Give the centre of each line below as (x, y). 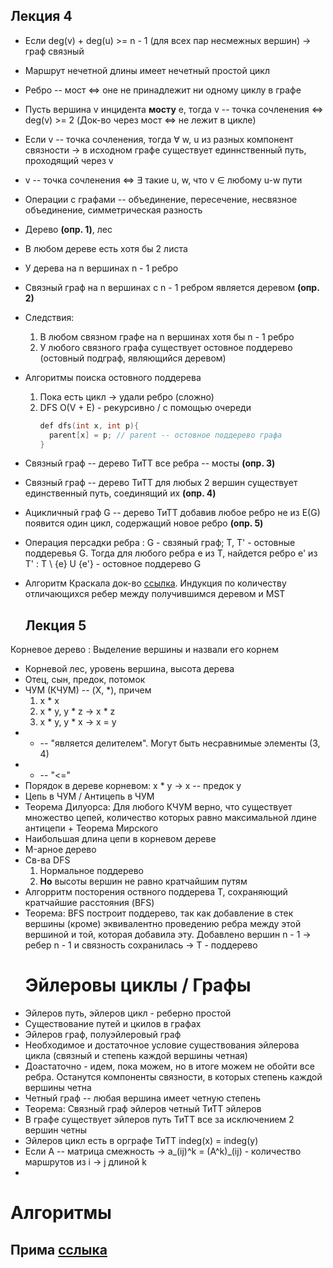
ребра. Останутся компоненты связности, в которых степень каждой (173, 1077)
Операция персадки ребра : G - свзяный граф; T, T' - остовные (160, 543)
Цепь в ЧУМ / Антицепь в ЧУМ (89, 796)
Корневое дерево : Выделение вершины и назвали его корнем (144, 650)
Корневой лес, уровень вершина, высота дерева (129, 669)
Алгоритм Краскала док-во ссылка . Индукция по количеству (155, 583)
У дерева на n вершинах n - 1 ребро (101, 268)
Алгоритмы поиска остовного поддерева (113, 377)
